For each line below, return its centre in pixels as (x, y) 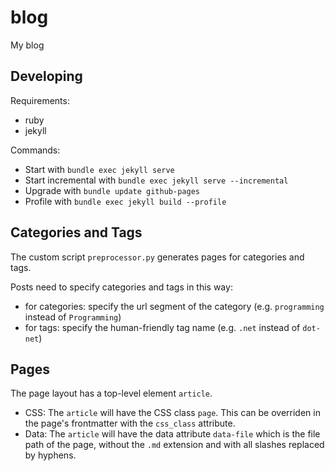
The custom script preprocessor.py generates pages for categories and (157, 257)
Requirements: (40, 100)
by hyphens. (50, 455)
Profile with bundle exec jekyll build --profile (125, 201)
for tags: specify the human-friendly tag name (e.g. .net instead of (162, 327)
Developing (46, 76)
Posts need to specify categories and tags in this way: (121, 287)
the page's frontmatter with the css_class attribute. (130, 423)
